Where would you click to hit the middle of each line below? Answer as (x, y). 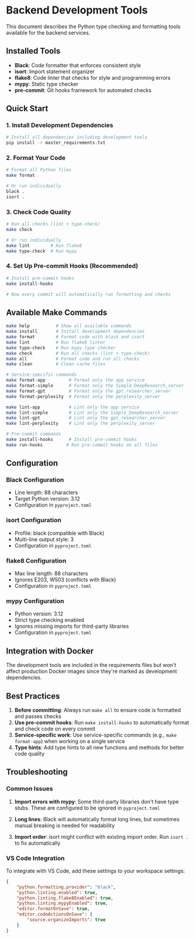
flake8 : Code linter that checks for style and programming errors (93, 77)
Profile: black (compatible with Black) (59, 533)
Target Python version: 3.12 (47, 499)
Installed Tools (33, 51)
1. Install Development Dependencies (60, 125)
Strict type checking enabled (49, 620)
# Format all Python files (39, 170)
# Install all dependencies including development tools (77, 137)
